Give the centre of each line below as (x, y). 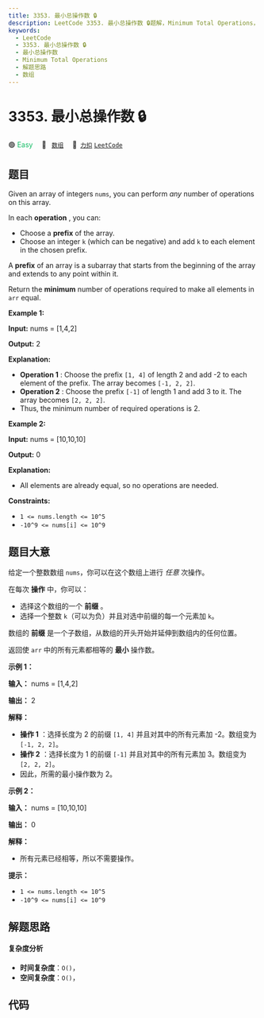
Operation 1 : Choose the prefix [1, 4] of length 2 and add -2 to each (133, 375)
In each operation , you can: (55, 218)
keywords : (25, 30)
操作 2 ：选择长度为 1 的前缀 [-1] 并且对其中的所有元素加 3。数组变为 (133, 754)
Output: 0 (25, 455)
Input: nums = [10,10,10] (47, 439)
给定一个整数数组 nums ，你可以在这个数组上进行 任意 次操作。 (109, 572)
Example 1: (27, 313)
